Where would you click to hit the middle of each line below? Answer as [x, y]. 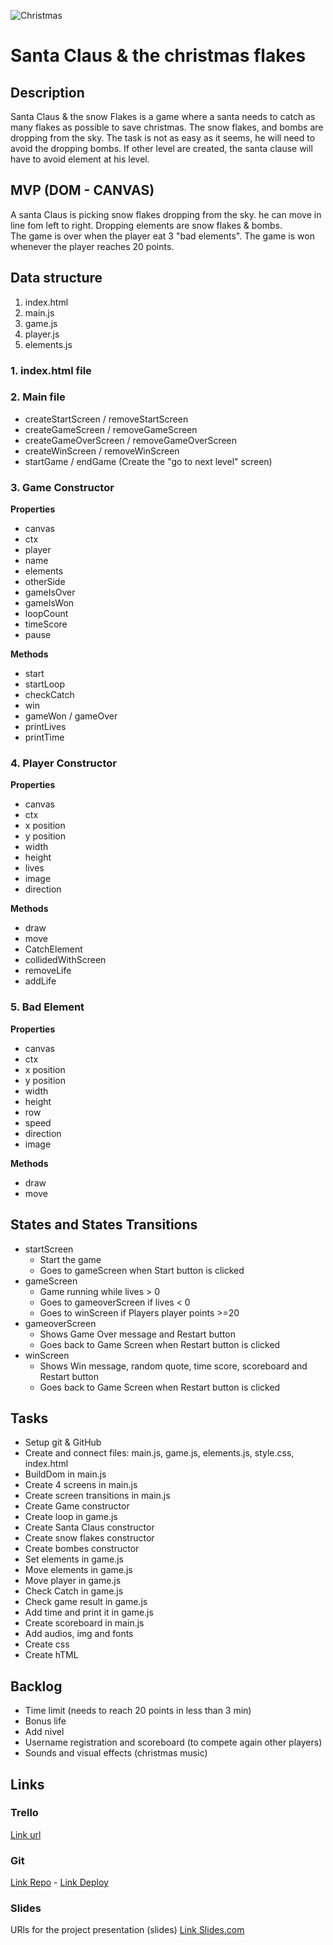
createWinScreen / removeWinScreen [102, 451]
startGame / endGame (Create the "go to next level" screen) [148, 461]
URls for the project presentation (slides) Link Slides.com [127, 1930]
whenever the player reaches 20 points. [92, 246]
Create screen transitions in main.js [97, 1496]
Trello [24, 1813]
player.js [42, 334]
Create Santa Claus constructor [89, 1527]
